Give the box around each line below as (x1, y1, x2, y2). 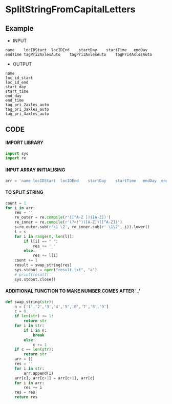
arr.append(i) (24, 371, 54, 376)
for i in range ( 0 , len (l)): (14, 234, 74, 239)
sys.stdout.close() (14, 277, 56, 282)
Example (5, 24, 34, 33)
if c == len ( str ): (14, 347, 54, 352)
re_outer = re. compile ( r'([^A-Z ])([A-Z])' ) (14, 215, 111, 220)
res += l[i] (32, 253, 58, 258)
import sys (5, 151, 29, 156)
